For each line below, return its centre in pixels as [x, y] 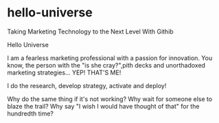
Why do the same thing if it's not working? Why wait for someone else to [110, 99]
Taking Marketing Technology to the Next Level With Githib [90, 31]
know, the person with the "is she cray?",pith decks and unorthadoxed [106, 65]
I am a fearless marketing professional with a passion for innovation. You [110, 58]
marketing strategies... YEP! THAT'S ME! [64, 72]
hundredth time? [30, 113]
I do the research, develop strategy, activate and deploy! [87, 85]
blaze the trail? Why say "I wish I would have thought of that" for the [103, 106]
